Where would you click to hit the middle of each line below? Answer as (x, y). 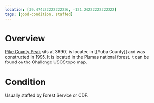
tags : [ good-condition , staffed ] (39, 14)
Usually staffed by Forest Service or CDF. (47, 95)
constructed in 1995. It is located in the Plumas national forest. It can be (77, 57)
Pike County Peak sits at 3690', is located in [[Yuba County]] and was (75, 52)
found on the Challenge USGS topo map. (46, 62)
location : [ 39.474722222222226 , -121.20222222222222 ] (61, 10)
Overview (25, 38)
